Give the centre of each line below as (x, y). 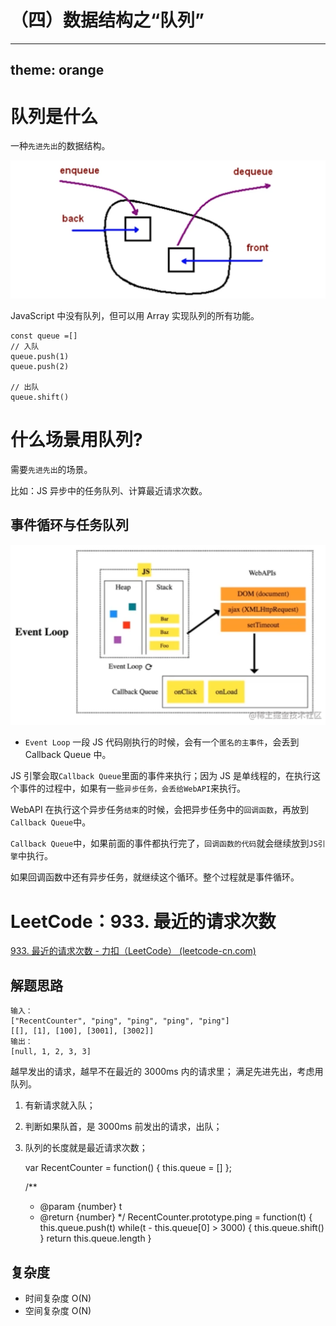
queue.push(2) (40, 366)
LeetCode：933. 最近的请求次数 (143, 921)
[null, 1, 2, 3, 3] (51, 1052)
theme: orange (57, 70)
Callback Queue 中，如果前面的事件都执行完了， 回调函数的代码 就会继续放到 (160, 843)
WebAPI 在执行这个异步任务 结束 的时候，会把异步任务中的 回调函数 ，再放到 (160, 810)
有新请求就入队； (60, 1105)
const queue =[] (44, 336)
